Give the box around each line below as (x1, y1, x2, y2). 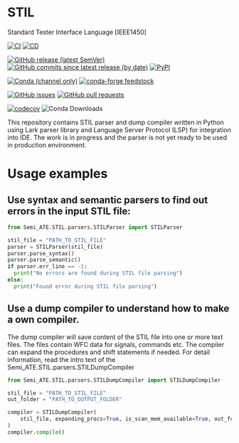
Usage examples (7, 166, 108, 182)
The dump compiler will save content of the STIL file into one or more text (7, 332, 223, 341)
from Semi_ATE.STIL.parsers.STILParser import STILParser (7, 223, 183, 231)
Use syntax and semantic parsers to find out (7, 193, 208, 206)
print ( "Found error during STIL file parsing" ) (14, 282, 158, 290)
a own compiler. (7, 314, 80, 326)
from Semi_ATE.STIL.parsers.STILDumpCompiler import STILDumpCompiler (7, 376, 221, 384)
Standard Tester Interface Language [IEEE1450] (7, 28, 147, 36)
